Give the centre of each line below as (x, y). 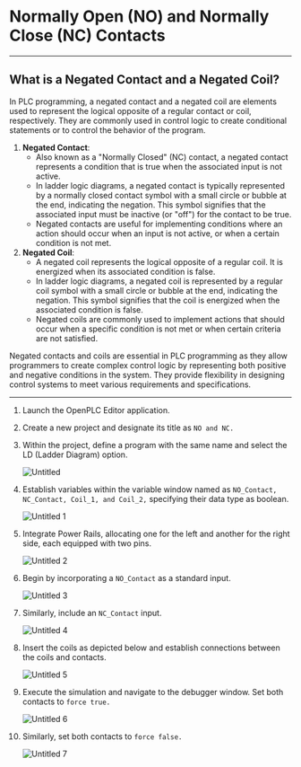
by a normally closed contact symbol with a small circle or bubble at (161, 195)
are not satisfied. (67, 338)
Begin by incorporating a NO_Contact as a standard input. (126, 577)
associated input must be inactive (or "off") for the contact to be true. (163, 214)
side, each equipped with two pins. (87, 543)
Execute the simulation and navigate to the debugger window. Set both (153, 692)
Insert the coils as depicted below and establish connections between (151, 648)
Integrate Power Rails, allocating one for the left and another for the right (156, 533)
